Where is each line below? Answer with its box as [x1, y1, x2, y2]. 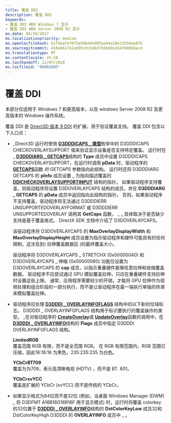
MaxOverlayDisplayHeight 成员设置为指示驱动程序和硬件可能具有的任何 [12, 235, 165, 241]
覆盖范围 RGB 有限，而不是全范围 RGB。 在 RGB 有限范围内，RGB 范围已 [12, 343, 166, 349]
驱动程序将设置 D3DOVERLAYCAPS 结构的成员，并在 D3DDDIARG [26, 185, 165, 192]
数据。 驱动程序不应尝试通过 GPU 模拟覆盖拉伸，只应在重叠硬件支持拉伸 [12, 271, 165, 277]
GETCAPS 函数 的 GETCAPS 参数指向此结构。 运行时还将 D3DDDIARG [12, 166, 159, 172]
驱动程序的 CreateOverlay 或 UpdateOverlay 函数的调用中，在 [34, 314, 164, 320]
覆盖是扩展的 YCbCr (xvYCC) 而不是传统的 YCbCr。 [12, 382, 121, 388]
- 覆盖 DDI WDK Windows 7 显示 [5, 21, 69, 27]
